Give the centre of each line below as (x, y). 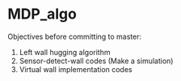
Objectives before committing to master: (75, 36)
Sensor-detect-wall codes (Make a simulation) (96, 61)
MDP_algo (42, 14)
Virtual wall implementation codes (76, 69)
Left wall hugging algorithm (65, 52)
